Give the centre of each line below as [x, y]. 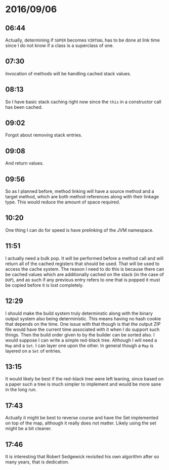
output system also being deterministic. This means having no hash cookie [83, 318]
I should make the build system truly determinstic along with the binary [79, 313]
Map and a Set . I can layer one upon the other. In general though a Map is [79, 346]
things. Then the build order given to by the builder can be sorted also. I [80, 334]
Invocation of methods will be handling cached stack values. [68, 73]
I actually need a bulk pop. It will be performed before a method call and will [84, 258]
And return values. [25, 163]
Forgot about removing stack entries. [44, 135]
